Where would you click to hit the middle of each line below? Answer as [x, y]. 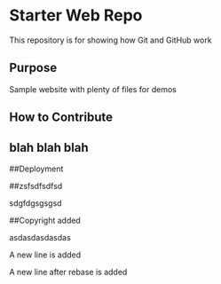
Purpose [33, 68]
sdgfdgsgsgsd [36, 203]
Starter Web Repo [76, 16]
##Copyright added [45, 220]
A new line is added [45, 255]
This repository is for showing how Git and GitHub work [110, 40]
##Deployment [36, 169]
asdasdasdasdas [40, 237]
